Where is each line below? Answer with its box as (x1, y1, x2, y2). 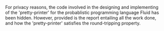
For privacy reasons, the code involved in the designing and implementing (5, 4, 158, 10)
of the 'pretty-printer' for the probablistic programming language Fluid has (5, 9, 159, 15)
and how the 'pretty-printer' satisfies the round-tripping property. (5, 20, 141, 26)
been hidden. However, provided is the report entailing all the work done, (5, 15, 156, 20)
